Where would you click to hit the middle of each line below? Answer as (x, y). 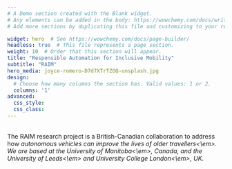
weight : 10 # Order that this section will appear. (85, 52)
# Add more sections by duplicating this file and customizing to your (112, 26)
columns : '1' (32, 90)
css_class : (29, 110)
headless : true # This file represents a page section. (91, 46)
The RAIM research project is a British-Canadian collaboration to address (111, 136)
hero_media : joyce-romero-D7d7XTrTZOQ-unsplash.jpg (83, 71)
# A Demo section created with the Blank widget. (80, 13)
